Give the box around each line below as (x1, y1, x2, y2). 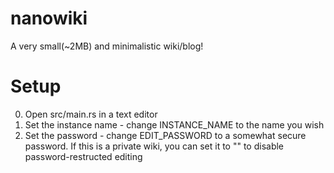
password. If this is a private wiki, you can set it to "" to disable (24, 140, 285, 152)
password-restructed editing (24, 150, 143, 162)
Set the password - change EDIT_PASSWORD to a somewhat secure (24, 129, 307, 141)
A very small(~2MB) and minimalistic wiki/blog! (10, 40, 204, 52)
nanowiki (10, 7, 88, 30)
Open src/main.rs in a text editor (24, 108, 158, 120)
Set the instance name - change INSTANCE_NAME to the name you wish (24, 118, 325, 131)
